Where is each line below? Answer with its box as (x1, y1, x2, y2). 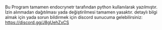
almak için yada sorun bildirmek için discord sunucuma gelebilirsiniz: (5, 15, 143, 20)
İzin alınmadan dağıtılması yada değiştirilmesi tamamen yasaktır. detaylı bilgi (5, 9, 158, 15)
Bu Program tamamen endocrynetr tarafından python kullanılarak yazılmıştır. (5, 4, 158, 10)
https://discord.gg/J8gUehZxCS (5, 19, 70, 25)
